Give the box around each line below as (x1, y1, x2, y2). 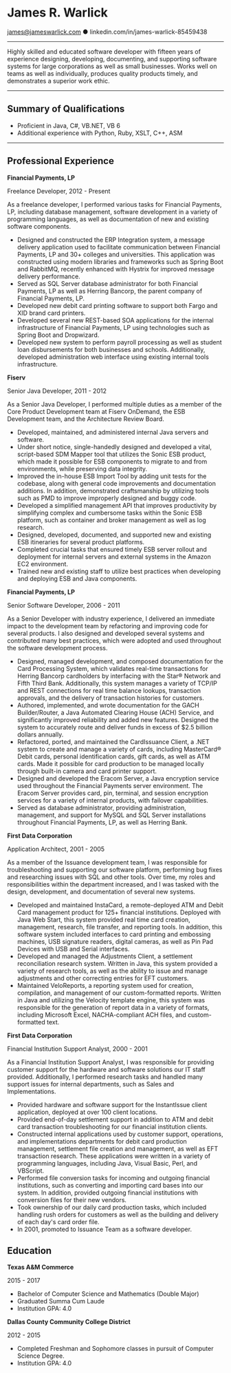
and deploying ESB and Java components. (16, 574, 137, 583)
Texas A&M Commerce (7, 1263, 74, 1272)
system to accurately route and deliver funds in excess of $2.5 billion (16, 723, 213, 731)
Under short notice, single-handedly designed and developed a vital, (16, 442, 212, 451)
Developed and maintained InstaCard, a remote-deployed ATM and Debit (16, 900, 223, 909)
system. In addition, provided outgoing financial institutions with (16, 1188, 198, 1197)
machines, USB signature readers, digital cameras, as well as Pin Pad (16, 937, 214, 945)
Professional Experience (7, 155, 115, 167)
